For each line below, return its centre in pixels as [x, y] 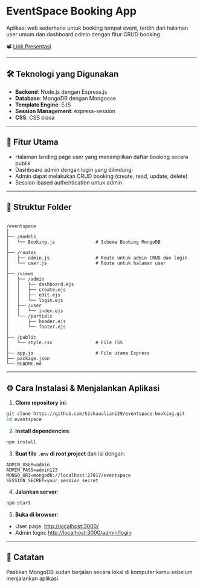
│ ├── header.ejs [36, 322]
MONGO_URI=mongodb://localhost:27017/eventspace [69, 475]
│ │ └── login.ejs [35, 301]
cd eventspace [24, 420]
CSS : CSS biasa [35, 117]
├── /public [21, 338]
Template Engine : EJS [43, 105]
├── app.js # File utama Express [78, 353]
